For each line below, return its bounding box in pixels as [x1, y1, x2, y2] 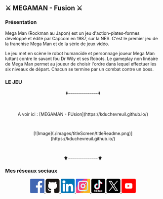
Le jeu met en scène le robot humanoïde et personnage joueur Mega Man [5, 50, 155, 56]
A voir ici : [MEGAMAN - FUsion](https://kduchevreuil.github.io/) [17, 111, 149, 117]
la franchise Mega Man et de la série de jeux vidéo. [5, 41, 110, 47]
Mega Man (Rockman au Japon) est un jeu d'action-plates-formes [5, 30, 140, 36]
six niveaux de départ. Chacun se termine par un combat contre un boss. [5, 66, 154, 72]
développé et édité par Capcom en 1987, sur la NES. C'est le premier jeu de [5, 35, 158, 41]
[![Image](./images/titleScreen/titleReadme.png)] [33, 130, 133, 136]
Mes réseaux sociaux [5, 167, 58, 174]
